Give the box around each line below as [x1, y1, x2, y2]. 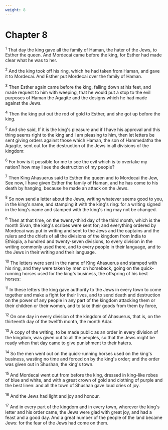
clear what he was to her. [5, 57, 58, 64]
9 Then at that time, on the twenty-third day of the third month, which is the [5, 216, 160, 223]
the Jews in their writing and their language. [5, 249, 96, 255]
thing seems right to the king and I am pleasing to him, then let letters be [5, 132, 155, 138]
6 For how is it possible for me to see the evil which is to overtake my [5, 157, 147, 164]
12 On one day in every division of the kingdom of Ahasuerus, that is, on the [5, 312, 161, 319]
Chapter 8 [5, 29, 48, 40]
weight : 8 [5, 7, 26, 13]
